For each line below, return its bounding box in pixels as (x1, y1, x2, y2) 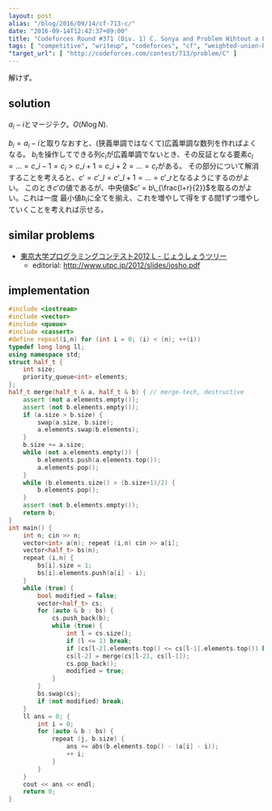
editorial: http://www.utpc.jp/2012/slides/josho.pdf (32, 260, 201, 270)
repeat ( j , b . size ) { (51, 735, 125, 743)
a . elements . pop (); (37, 463, 100, 471)
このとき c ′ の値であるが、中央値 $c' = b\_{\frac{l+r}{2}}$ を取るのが (23, 183, 245, 192)
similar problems (8, 229, 96, 242)
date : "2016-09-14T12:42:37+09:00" (8, 27, 129, 35)
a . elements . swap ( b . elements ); (37, 426, 139, 434)
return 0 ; (23, 787, 57, 796)
